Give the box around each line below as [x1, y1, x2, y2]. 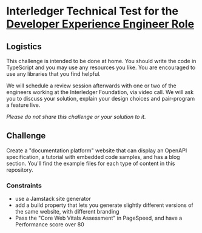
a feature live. [6, 101, 41, 109]
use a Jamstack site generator [15, 195, 91, 203]
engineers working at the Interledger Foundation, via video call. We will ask [6, 89, 194, 95]
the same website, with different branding [15, 208, 120, 215]
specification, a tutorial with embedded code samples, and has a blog [6, 153, 180, 160]
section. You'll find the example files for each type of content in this [6, 160, 175, 167]
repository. [6, 166, 33, 174]
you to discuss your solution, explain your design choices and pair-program [6, 95, 195, 102]
